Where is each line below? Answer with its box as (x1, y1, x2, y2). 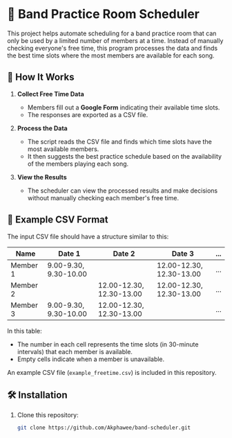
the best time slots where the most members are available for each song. (7, 51, 215, 60)
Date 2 (113, 249, 135, 259)
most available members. (27, 145, 99, 153)
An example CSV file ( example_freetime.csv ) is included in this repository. (7, 368, 217, 376)
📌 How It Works (7, 71, 75, 83)
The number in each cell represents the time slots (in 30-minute (17, 340, 199, 349)
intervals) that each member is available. (17, 347, 133, 356)
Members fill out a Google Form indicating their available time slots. (27, 103, 220, 112)
